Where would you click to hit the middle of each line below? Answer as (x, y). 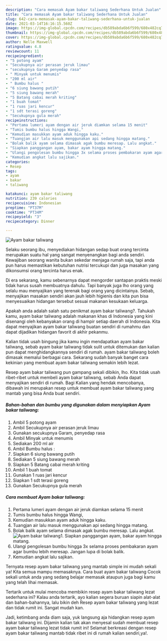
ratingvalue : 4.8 (24, 47)
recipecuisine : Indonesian (33, 203)
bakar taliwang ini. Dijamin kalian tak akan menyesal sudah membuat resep (82, 622)
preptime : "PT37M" (25, 208)
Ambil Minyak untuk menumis (43, 438)
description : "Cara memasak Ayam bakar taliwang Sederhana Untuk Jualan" (83, 10)
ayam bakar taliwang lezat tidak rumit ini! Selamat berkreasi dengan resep (81, 628)
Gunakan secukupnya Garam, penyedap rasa (59, 433)
